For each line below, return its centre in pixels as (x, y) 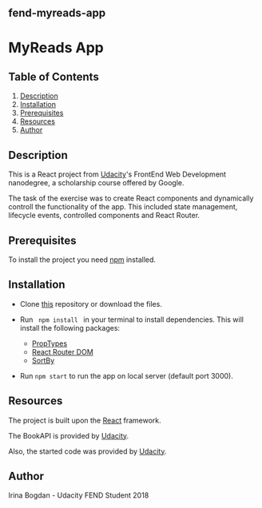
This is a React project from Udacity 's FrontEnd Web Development (117, 174)
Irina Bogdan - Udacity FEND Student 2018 (79, 495)
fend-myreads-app (57, 13)
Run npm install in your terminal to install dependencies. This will (131, 319)
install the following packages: (70, 327)
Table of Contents (54, 76)
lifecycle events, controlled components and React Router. (104, 216)
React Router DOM (62, 351)
